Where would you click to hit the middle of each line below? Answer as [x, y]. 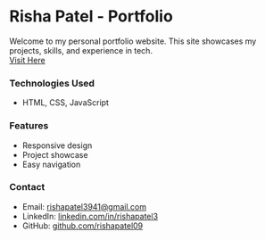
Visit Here [28, 60]
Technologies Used [52, 83]
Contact [27, 187]
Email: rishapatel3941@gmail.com [84, 206]
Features [29, 126]
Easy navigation [51, 164]
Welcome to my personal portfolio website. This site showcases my [133, 41]
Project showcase [55, 154]
